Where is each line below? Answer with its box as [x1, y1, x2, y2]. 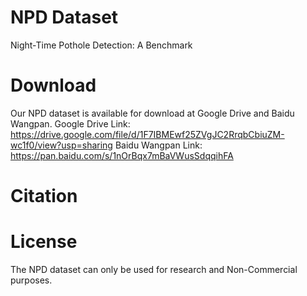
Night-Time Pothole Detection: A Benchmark [10, 39, 193, 51]
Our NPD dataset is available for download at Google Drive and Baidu [10, 107, 295, 119]
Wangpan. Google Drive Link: [10, 117, 131, 130]
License [10, 231, 78, 253]
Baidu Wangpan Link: [114, 139, 203, 151]
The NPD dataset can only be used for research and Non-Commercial [10, 264, 298, 275]
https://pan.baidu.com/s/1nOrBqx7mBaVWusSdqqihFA [10, 149, 234, 161]
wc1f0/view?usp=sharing [10, 139, 113, 151]
